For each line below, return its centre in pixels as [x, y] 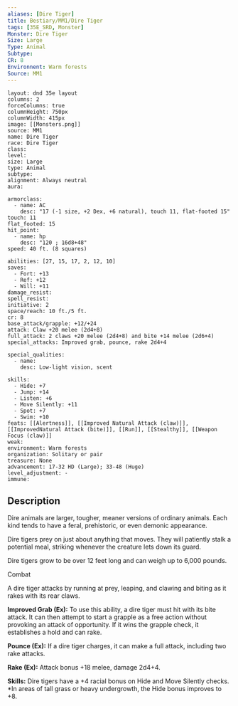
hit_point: [23, 230]
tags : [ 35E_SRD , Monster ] [45, 27]
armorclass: [25, 199]
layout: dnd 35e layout [43, 93]
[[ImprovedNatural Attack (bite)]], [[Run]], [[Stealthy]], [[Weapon [113, 429]
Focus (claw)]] [30, 436]
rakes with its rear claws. [44, 596]
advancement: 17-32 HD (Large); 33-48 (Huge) [76, 467]
